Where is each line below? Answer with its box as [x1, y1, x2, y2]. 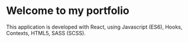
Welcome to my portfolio [6, 4, 129, 17]
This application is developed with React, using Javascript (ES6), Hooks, [6, 23, 183, 30]
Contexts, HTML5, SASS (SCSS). [6, 29, 86, 36]
